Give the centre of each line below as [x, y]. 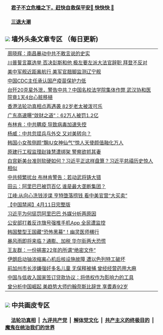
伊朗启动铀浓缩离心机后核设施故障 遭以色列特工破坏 [66, 259]
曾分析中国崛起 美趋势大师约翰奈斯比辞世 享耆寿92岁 [68, 286]
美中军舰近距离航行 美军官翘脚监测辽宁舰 [54, 71]
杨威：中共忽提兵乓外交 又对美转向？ [49, 134]
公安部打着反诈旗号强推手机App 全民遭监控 [57, 223]
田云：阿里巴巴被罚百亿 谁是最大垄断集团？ [57, 186]
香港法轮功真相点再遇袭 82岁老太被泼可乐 [55, 106]
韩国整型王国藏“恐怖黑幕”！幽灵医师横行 [53, 232]
